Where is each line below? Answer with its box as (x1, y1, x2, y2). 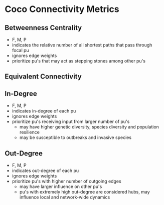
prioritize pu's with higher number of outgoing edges (12, 178, 121, 184)
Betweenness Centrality (5, 23, 82, 32)
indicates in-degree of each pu (12, 108, 76, 114)
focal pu (12, 47, 30, 53)
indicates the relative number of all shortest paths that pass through (12, 42, 152, 48)
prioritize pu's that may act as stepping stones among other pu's (12, 58, 146, 63)
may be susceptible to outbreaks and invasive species (19, 134, 131, 140)
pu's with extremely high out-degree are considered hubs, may (19, 189, 150, 195)
